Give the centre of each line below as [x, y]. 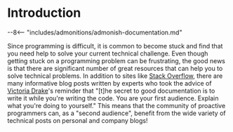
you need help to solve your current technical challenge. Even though [108, 53]
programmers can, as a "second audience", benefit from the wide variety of [116, 113]
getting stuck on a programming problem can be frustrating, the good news [116, 60]
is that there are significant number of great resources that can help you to [115, 68]
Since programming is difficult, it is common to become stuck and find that [115, 46]
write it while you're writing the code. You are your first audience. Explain [113, 98]
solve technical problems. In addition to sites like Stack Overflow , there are [115, 76]
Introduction [44, 13]
